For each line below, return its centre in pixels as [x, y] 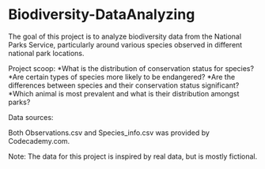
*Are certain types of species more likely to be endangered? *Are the [122, 77]
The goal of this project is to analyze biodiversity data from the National [125, 36]
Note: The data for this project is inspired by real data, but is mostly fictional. [133, 156]
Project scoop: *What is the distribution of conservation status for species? [131, 68]
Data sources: [31, 117]
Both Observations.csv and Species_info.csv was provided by [109, 133]
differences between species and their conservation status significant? [124, 85]
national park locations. [46, 53]
